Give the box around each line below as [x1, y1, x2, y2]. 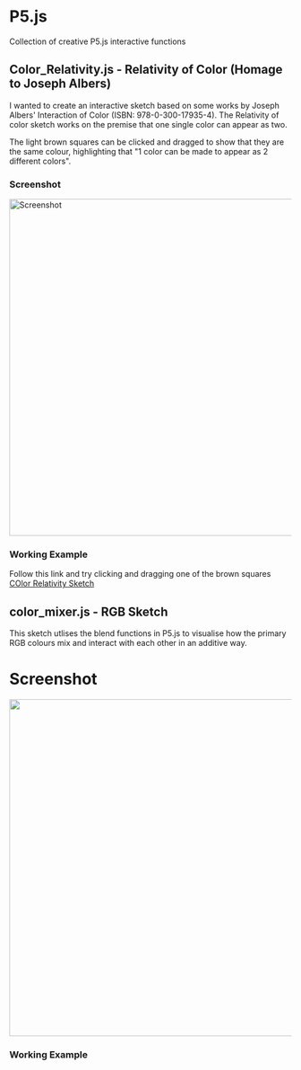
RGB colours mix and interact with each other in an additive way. [9, 638, 248, 649]
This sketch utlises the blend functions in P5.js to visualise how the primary [9, 628, 287, 639]
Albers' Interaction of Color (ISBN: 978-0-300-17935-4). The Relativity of [9, 110, 279, 120]
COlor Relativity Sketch [9, 578, 95, 589]
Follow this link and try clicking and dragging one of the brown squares [9, 569, 271, 579]
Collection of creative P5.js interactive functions [9, 36, 186, 47]
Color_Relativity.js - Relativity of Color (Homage [9, 62, 283, 77]
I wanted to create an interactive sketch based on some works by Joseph [9, 100, 280, 111]
